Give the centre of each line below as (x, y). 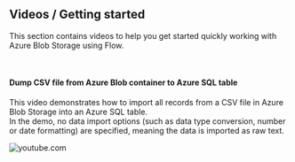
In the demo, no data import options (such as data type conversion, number (147, 121)
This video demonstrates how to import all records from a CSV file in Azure (147, 103)
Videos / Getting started (77, 15)
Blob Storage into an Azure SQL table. (79, 112)
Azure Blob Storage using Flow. (67, 45)
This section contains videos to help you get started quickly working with (143, 35)
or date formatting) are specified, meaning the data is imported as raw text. (147, 131)
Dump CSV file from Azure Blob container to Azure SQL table (124, 82)
